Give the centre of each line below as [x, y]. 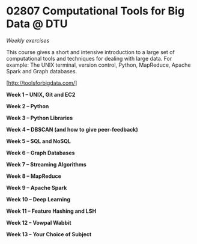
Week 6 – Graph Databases [41, 153]
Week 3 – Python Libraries [40, 118]
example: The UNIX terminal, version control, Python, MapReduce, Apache [98, 65]
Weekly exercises [28, 40]
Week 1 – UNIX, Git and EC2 [41, 94]
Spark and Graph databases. [42, 71]
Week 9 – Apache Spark [37, 188]
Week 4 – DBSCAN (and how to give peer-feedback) [72, 129]
